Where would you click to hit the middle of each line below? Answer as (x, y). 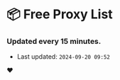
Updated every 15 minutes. (54, 42)
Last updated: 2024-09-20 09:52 (64, 57)
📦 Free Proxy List (60, 15)
